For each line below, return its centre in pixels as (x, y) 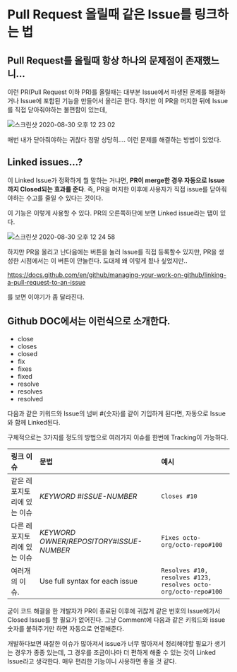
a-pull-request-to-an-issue (47, 282)
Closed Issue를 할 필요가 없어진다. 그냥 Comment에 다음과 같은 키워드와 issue (116, 620)
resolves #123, (187, 577)
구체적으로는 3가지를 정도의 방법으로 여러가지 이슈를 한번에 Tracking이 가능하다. (118, 437)
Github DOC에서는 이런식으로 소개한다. (89, 321)
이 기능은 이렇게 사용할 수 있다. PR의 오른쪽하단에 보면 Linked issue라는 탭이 (113, 213)
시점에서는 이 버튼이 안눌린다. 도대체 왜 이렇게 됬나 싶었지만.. (104, 260)
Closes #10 (179, 496)
